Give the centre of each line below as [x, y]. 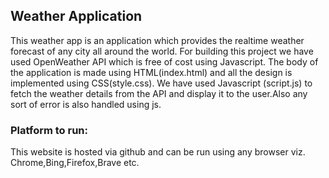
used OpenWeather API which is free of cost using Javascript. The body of [164, 61]
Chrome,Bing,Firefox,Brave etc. [75, 163]
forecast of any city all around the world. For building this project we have [162, 51]
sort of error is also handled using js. [86, 104]
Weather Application [76, 16]
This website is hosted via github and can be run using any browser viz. [158, 152]
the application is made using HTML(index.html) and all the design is [151, 72]
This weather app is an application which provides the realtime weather [157, 40]
